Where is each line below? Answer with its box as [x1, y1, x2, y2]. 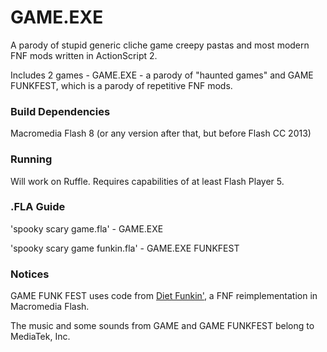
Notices [10, 267, 50, 281]
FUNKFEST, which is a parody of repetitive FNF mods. [10, 79, 233, 91]
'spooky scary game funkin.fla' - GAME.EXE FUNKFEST [10, 242, 240, 254]
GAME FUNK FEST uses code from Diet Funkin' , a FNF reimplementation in [10, 290, 318, 302]
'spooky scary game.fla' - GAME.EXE [10, 222, 164, 235]
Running [10, 152, 53, 166]
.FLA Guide [10, 200, 66, 214]
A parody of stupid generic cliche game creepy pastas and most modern [10, 39, 310, 51]
